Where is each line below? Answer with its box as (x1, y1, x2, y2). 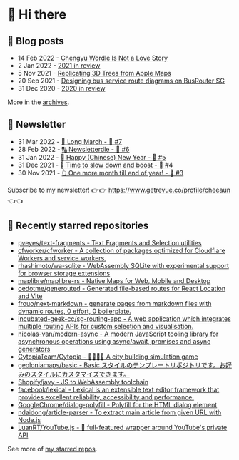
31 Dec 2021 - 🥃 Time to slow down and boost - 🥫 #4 (17, 160, 173, 169)
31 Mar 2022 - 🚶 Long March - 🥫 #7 (17, 137, 123, 145)
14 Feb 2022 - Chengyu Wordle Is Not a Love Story (17, 53, 168, 62)
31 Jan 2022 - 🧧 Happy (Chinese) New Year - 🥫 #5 (17, 153, 166, 161)
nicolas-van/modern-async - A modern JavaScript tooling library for (17, 329, 219, 338)
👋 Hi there (7, 6, 66, 23)
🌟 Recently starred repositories (7, 220, 149, 232)
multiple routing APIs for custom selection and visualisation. (17, 322, 194, 330)
